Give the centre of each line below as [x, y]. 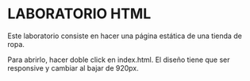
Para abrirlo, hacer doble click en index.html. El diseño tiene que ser [119, 60]
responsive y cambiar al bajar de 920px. [73, 67]
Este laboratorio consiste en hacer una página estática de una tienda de [125, 36]
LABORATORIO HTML [79, 14]
